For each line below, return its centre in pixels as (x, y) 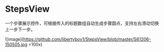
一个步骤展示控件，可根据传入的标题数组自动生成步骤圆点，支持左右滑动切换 (82, 23)
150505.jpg (16, 44)
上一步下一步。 (20, 29)
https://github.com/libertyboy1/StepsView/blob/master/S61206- (87, 39)
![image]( (14, 39)
